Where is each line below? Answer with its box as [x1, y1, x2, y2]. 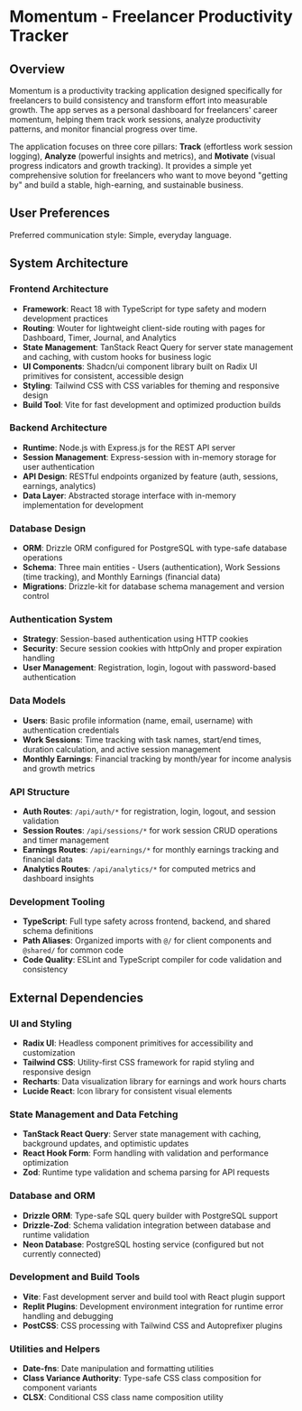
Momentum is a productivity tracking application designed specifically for [9, 86, 283, 96]
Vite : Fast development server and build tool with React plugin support [22, 1291, 286, 1302]
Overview [9, 61, 66, 77]
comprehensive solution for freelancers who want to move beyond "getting [9, 170, 288, 180]
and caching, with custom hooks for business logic [22, 351, 212, 362]
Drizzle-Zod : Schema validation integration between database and [22, 1220, 271, 1231]
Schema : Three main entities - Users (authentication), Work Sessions [22, 562, 281, 573]
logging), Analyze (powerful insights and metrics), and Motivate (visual [9, 151, 276, 161]
